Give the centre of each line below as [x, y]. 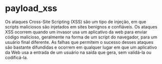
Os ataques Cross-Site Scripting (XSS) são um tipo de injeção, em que [76, 22]
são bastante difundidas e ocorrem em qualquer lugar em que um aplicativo [81, 47]
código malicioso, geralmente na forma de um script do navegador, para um [81, 37]
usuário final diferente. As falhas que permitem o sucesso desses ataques [79, 42]
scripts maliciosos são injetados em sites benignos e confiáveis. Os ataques [81, 26]
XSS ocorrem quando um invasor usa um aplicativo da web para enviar [76, 32]
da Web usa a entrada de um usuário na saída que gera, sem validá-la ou [78, 52]
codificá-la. [17, 57]
